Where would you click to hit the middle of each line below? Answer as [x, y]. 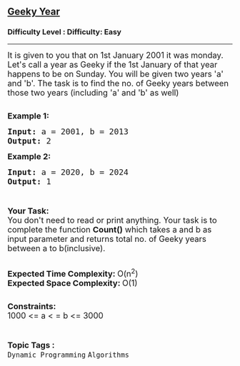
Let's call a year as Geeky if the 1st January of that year [112, 65]
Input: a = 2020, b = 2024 [68, 172]
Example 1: [29, 116]
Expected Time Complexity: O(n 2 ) [73, 273]
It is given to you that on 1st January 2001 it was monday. [115, 55]
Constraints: [32, 306]
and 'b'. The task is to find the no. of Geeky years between [118, 83]
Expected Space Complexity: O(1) [72, 283]
